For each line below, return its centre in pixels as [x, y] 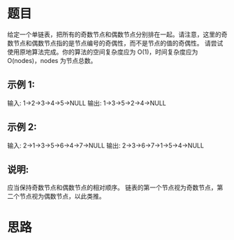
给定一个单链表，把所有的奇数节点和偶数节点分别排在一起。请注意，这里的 [114, 34]
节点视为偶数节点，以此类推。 [62, 197]
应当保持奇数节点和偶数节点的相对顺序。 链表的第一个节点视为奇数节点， [112, 188]
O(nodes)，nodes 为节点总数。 [52, 60]
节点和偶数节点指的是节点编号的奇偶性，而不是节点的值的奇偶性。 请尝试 [118, 43]
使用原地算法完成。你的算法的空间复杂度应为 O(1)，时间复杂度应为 [103, 52]
